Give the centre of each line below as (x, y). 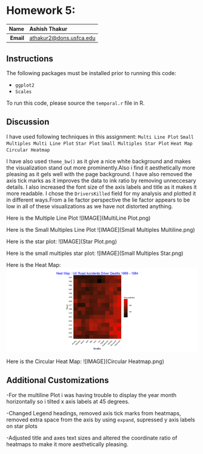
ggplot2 (25, 85)
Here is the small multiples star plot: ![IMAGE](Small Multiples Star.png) (95, 253)
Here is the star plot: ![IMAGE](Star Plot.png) (62, 241)
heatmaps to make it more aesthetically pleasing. (67, 444)
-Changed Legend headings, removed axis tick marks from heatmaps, (94, 413)
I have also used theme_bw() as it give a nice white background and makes (98, 161)
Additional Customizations (58, 380)
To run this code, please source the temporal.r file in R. (75, 103)
